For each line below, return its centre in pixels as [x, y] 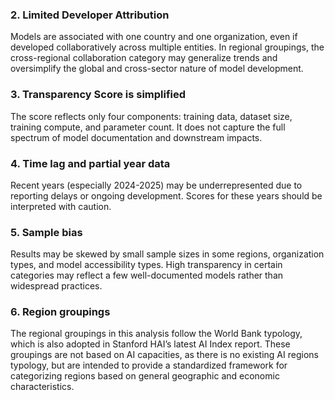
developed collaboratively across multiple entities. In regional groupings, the [167, 47]
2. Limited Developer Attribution [90, 15]
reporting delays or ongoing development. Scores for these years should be [166, 195]
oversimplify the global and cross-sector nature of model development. [157, 69]
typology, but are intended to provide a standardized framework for [149, 365]
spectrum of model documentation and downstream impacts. [136, 137]
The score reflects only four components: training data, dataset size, [151, 116]
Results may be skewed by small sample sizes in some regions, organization [167, 254]
